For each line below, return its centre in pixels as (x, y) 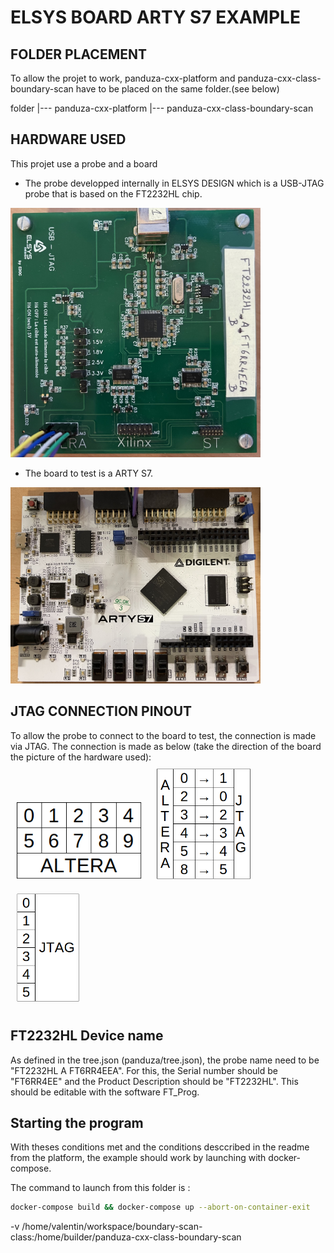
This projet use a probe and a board (84, 163)
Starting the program (77, 1122)
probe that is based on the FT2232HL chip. (113, 193)
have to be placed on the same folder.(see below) (177, 89)
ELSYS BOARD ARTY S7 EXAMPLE (155, 17)
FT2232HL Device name (87, 1036)
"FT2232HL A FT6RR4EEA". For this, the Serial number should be (144, 1070)
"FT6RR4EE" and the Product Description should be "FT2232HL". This (154, 1081)
